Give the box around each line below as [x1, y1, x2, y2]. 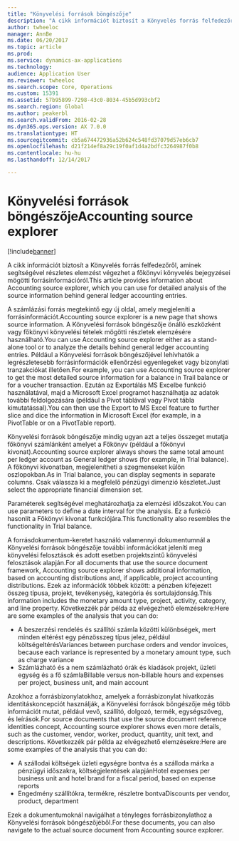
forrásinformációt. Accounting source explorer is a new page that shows [7, 312, 218, 321]
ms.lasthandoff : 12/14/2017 [7, 156, 91, 164]
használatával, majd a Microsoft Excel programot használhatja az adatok [7, 388, 219, 396]
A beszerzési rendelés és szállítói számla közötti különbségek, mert [17, 625, 216, 634]
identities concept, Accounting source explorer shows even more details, [7, 722, 222, 731]
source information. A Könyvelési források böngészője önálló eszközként [7, 320, 221, 329]
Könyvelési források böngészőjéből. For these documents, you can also [7, 817, 216, 827]
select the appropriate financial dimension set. [7, 485, 144, 494]
